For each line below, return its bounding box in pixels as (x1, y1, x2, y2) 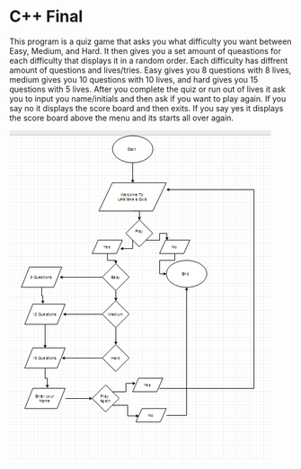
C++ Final (9, 6, 84, 27)
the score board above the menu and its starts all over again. (9, 112, 235, 123)
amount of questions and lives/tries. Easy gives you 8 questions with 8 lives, (9, 65, 292, 75)
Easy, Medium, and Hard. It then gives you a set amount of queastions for (9, 45, 281, 56)
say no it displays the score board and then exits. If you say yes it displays (9, 102, 284, 113)
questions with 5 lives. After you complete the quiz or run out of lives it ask (9, 84, 286, 94)
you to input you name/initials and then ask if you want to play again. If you (9, 93, 287, 104)
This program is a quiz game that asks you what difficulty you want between (9, 36, 292, 47)
